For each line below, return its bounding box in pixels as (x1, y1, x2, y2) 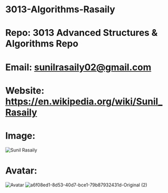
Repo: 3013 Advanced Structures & (5, 27, 158, 39)
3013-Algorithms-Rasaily (5, 4, 115, 15)
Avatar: (5, 165, 37, 176)
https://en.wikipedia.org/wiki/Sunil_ (5, 96, 163, 107)
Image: (5, 130, 36, 141)
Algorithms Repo (5, 38, 78, 50)
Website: (5, 84, 45, 96)
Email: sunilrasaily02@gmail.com (5, 61, 152, 73)
